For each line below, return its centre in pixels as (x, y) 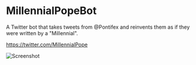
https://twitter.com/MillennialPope (47, 45)
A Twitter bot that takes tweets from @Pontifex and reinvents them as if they (98, 27)
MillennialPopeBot (51, 11)
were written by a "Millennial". (42, 33)
